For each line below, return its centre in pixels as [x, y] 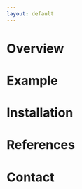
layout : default [30, 14]
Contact [30, 177]
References [41, 145]
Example [32, 81]
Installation [40, 113]
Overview [35, 48]
